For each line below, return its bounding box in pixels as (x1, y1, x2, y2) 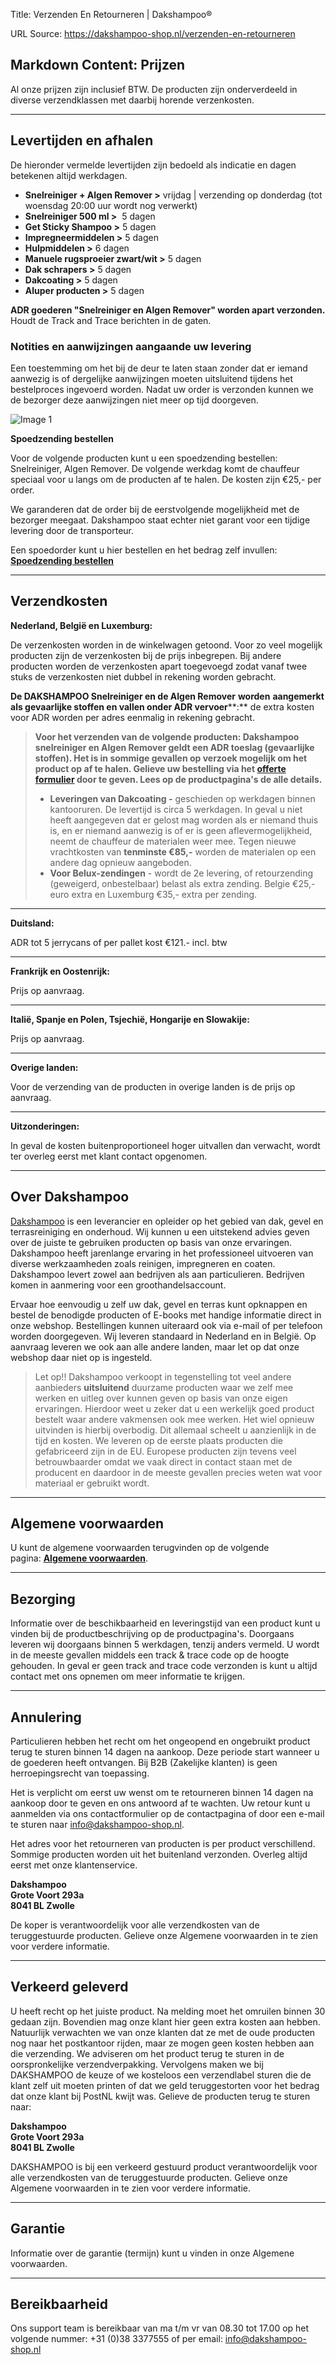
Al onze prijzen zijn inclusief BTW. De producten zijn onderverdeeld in (10, 83, 298, 95)
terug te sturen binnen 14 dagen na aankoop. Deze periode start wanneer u (10, 1745, 320, 1758)
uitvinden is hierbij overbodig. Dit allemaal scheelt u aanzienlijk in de (34, 1424, 317, 1436)
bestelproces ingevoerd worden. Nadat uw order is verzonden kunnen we (10, 383, 314, 395)
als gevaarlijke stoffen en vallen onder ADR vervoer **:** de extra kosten (10, 700, 315, 713)
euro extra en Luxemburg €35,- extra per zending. (49, 888, 258, 900)
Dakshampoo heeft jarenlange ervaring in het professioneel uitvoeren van (10, 1247, 314, 1259)
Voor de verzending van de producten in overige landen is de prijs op (10, 1080, 296, 1093)
